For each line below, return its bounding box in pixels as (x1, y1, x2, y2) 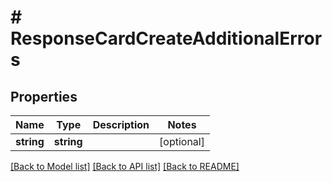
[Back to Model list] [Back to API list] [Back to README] (10, 161, 240, 172)
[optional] (159, 135, 205, 148)
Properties (10, 88, 78, 105)
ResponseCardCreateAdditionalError (10, 27, 323, 50)
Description (92, 118, 150, 131)
